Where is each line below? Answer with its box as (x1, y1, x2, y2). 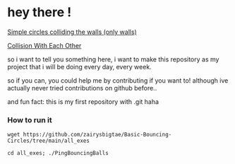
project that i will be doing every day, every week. (7, 62, 152, 71)
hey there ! (7, 4, 72, 20)
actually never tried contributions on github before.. (7, 83, 157, 92)
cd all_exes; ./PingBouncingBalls (7, 150, 109, 157)
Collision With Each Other (7, 41, 82, 49)
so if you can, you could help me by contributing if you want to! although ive (7, 76, 229, 85)
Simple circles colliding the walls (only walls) (7, 28, 138, 36)
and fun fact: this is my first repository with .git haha (7, 97, 159, 106)
